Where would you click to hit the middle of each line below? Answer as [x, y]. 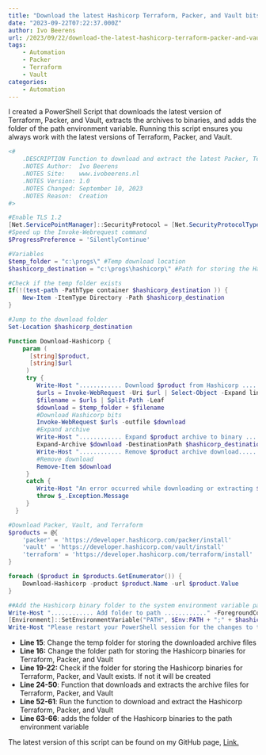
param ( [35, 349]
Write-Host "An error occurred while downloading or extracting [145, 489]
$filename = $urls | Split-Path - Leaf [101, 400]
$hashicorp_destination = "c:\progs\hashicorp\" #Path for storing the [129, 269]
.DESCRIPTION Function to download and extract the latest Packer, [136, 159]
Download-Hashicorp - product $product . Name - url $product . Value [131, 584]
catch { [38, 481]
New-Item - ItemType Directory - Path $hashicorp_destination [123, 298]
